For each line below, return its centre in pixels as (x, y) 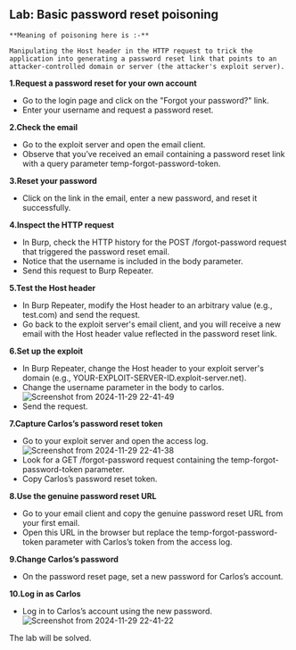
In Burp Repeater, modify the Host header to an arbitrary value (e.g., (147, 305)
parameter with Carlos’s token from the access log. (139, 542)
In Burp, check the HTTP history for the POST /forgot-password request (154, 242)
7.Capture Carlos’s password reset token (86, 423)
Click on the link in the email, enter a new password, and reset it (140, 198)
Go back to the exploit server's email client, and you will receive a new (151, 324)
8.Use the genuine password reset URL (83, 496)
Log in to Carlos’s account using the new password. (117, 611)
